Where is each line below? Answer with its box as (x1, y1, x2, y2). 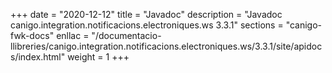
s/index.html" (10, 51, 66, 63)
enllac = (56, 30, 90, 41)
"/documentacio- (91, 30, 162, 41)
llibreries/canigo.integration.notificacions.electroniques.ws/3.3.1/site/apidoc (10, 40, 323, 52)
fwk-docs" (10, 30, 55, 41)
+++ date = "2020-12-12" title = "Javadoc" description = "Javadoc (10, 9, 283, 20)
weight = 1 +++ (67, 51, 130, 63)
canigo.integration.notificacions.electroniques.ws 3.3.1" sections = (10, 19, 284, 31)
